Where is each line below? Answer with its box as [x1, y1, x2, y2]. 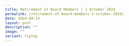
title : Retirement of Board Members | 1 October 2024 [5, 7, 116, 12]
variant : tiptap [5, 34, 38, 39]
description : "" [5, 25, 38, 30]
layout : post [5, 20, 31, 25]
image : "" [5, 29, 25, 34]
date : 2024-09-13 [5, 16, 40, 21]
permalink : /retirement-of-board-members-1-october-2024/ [5, 11, 124, 16]
